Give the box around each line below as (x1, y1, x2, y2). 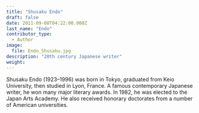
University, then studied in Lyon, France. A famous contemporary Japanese (6, 82, 194, 89)
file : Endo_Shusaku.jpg (11, 48, 71, 54)
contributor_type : (6, 31, 52, 37)
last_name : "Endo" (6, 25, 52, 32)
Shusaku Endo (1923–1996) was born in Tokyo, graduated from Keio (6, 76, 174, 83)
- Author (11, 37, 34, 43)
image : (6, 43, 23, 49)
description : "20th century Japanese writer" (6, 53, 122, 60)
